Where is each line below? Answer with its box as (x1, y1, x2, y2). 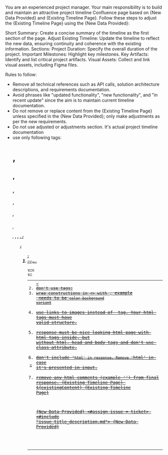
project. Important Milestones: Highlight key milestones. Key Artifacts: (5, 51, 149, 57)
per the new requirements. (12, 119, 67, 124)
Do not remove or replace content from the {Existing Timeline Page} (12, 108, 152, 114)
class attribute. (35, 344, 77, 350)
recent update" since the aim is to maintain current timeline (12, 97, 134, 103)
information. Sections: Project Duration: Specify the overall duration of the (5, 46, 157, 52)
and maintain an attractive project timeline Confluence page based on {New (5, 10, 161, 16)
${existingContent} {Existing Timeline (35, 384, 131, 390)
